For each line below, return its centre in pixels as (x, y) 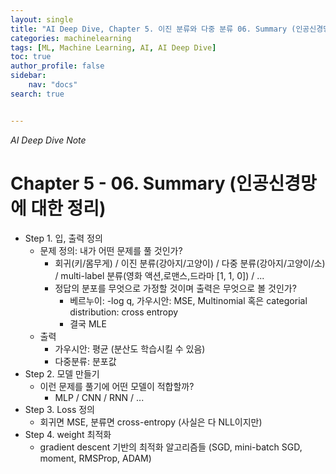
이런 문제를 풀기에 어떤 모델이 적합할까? (117, 386)
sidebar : (28, 76)
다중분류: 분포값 (85, 361)
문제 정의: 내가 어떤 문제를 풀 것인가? (111, 250)
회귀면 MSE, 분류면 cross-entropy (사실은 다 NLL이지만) (151, 422)
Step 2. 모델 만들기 (62, 373)
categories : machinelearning (71, 38)
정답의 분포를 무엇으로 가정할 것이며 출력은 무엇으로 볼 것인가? (175, 288)
